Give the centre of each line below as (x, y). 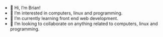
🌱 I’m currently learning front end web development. (64, 18)
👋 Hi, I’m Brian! (25, 8)
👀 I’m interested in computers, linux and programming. (66, 13)
